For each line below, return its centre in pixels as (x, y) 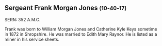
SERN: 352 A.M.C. (23, 19)
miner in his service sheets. (32, 39)
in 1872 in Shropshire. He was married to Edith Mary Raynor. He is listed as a (81, 34)
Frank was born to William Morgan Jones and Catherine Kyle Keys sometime (81, 29)
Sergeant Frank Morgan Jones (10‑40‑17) (66, 8)
